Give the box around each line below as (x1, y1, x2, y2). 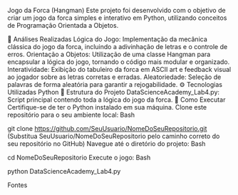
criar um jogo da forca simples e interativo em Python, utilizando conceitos (7, 14, 227, 22)
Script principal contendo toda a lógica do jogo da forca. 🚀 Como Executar (7, 95, 226, 104)
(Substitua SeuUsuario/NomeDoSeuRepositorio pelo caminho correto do (7, 132, 220, 140)
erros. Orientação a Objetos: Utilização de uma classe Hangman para (7, 50, 211, 58)
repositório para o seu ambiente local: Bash (7, 110, 135, 119)
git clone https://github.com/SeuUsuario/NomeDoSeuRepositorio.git (7, 125, 207, 132)
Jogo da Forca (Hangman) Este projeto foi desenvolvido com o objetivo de (7, 6, 226, 14)
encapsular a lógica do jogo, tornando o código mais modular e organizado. (7, 58, 230, 66)
